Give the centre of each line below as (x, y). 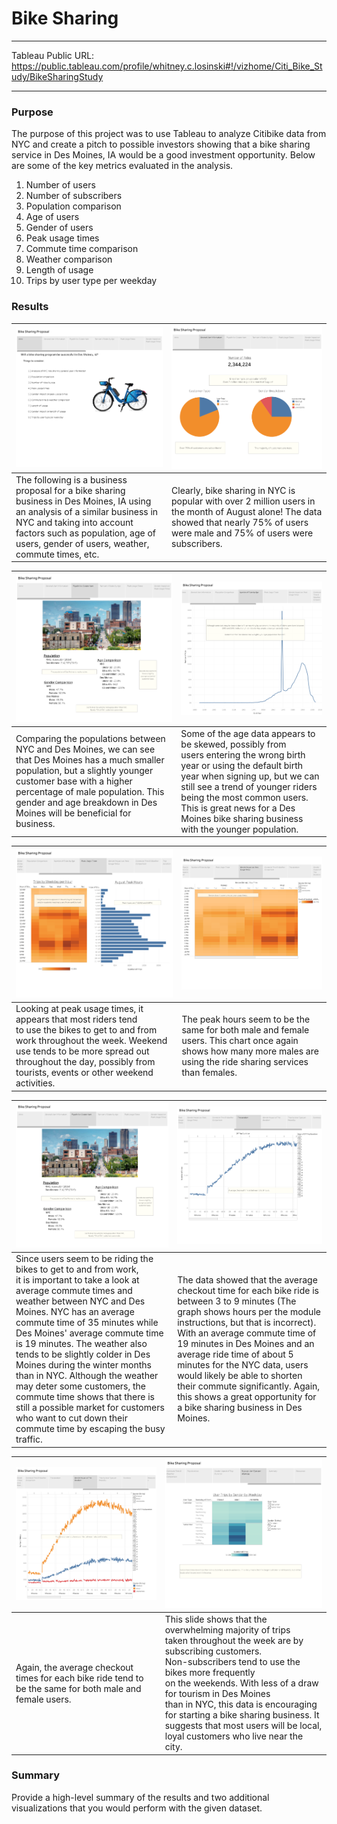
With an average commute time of (247, 1333)
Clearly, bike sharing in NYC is (233, 490)
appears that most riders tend (76, 1019)
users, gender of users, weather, (82, 543)
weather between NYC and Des (80, 1301)
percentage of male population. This (90, 792)
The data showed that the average (247, 1280)
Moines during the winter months (83, 1365)
